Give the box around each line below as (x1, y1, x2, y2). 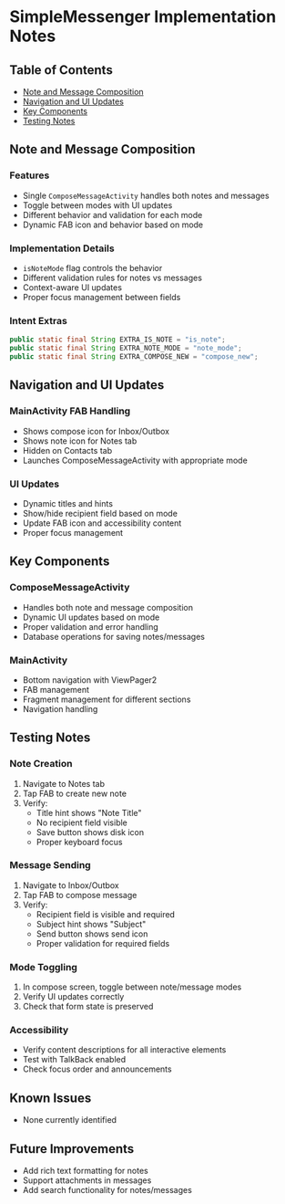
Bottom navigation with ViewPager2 (22, 674, 158, 686)
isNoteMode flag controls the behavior (22, 262, 163, 273)
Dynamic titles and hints (22, 497, 114, 508)
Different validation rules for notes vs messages (22, 272, 203, 283)
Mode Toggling (9, 960, 77, 973)
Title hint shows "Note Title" (36, 807, 143, 818)
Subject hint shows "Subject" (36, 918, 147, 929)
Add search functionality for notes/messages (22, 1185, 193, 1196)
